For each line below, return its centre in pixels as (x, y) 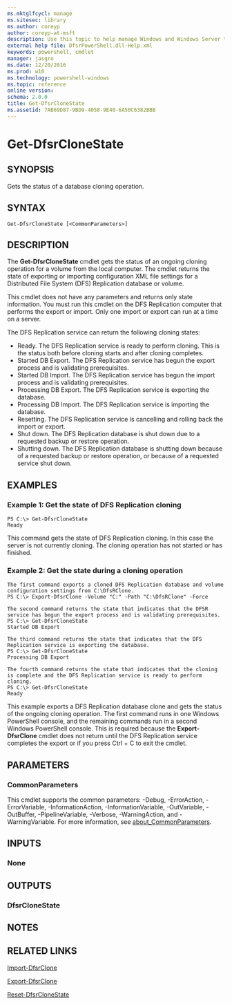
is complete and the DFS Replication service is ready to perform (105, 676)
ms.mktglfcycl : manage (40, 13)
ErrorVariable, (27, 807)
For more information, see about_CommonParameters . (135, 822)
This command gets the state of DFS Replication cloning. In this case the (110, 538)
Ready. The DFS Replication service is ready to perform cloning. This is (118, 346)
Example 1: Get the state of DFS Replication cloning (94, 505)
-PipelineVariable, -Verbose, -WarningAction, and (108, 815)
